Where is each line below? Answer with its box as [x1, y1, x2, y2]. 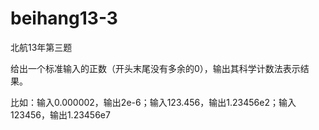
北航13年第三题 [10, 41, 73, 53]
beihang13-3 [10, 7, 118, 30]
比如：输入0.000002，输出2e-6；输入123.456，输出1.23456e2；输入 [10, 96, 297, 108]
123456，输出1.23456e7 [10, 108, 111, 121]
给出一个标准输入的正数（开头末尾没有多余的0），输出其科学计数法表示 [10, 62, 301, 74]
